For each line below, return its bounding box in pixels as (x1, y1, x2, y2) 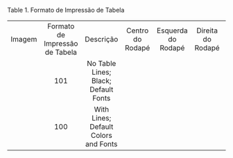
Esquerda (157, 26, 189, 35)
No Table (86, 59, 116, 68)
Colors (90, 131, 112, 140)
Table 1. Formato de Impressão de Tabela (7, 6, 125, 14)
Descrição (85, 35, 119, 44)
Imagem (10, 35, 37, 44)
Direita (196, 26, 218, 35)
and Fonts (85, 139, 118, 148)
